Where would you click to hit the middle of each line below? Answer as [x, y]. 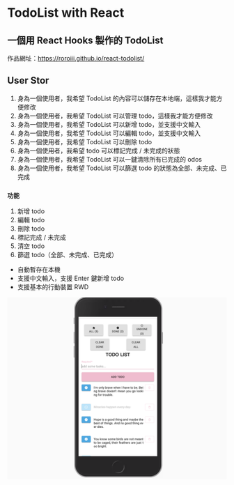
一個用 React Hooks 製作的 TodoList [85, 40]
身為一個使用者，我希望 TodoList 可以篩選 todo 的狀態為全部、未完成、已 [122, 168]
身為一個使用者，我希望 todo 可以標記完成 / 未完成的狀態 [99, 151]
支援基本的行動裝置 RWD [53, 287]
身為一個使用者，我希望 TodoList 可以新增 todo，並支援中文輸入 [109, 124]
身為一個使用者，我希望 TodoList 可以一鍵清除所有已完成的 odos [109, 159]
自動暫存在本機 [39, 270]
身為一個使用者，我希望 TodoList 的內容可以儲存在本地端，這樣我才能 [117, 98]
